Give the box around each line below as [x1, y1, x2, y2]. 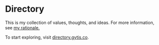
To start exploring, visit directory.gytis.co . [5, 34, 89, 40]
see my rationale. [5, 24, 40, 30]
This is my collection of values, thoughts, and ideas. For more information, [5, 20, 155, 25]
